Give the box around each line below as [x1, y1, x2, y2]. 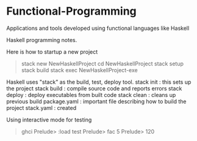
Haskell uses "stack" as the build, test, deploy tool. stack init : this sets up [6, 78, 192, 85]
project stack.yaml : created [6, 104, 77, 111]
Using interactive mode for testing [6, 116, 92, 123]
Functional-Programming [6, 4, 137, 18]
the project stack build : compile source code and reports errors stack [6, 84, 182, 92]
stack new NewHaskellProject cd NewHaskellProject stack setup [21, 60, 184, 67]
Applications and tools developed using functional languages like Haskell [6, 24, 190, 32]
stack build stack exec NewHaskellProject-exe [21, 66, 138, 74]
